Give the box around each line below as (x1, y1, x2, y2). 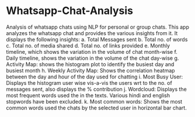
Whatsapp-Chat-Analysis (6, 4, 133, 18)
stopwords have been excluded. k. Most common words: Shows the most (6, 98, 183, 105)
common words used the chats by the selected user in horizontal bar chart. (6, 104, 187, 111)
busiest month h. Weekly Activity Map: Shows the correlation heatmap (6, 67, 175, 74)
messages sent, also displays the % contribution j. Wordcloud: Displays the (6, 85, 187, 92)
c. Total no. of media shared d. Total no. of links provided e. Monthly (6, 42, 170, 49)
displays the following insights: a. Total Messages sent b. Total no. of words (6, 36, 188, 43)
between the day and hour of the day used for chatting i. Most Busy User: (6, 73, 183, 80)
